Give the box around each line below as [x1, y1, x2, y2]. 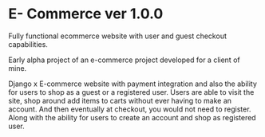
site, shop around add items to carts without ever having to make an [8, 96, 232, 105]
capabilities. [8, 39, 48, 49]
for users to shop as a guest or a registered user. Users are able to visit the [8, 87, 255, 96]
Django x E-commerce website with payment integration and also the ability [8, 79, 258, 88]
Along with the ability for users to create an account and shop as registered [8, 112, 257, 122]
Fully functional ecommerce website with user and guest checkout [8, 31, 227, 41]
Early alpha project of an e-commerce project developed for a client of [8, 55, 241, 65]
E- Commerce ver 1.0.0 [8, 5, 164, 23]
